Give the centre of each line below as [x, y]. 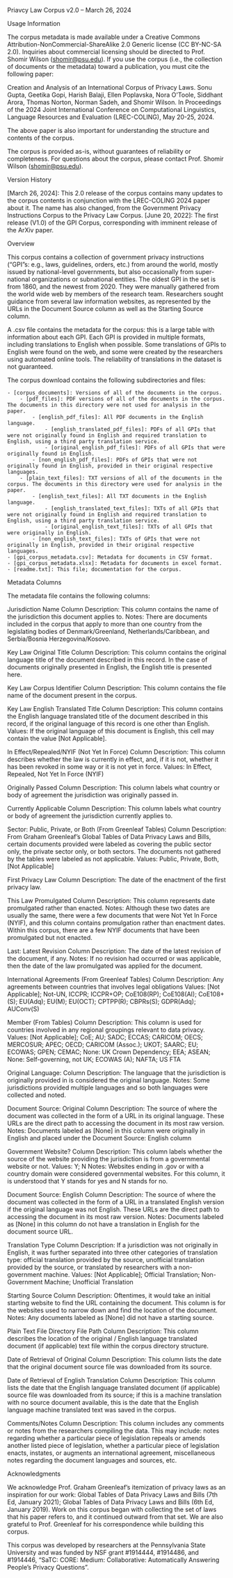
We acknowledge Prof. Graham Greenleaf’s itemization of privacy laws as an [116, 1487]
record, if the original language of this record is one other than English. [109, 724]
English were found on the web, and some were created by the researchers [115, 352]
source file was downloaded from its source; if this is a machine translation [114, 1395]
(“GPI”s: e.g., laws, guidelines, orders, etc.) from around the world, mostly [113, 264]
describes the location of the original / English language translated [102, 1338]
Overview [21, 244]
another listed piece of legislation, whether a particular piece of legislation [113, 1445]
